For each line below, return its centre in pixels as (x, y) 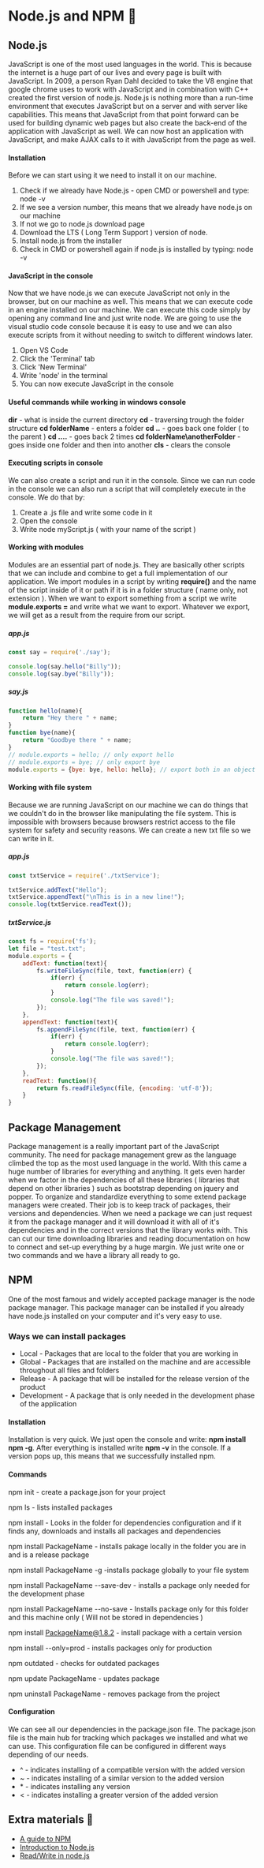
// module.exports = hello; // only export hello (91, 754)
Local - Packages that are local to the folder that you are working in (129, 1353)
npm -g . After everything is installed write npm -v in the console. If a (119, 1448)
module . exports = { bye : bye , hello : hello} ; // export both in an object (132, 769)
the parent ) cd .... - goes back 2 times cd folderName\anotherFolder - (125, 436)
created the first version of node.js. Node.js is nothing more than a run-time (131, 97)
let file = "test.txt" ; (47, 949)
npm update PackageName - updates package (84, 1678)
